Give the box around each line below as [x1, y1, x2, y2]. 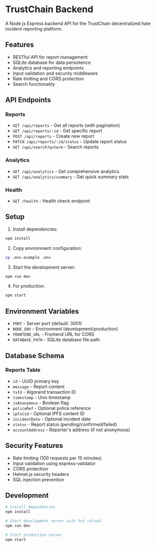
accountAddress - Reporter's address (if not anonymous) [12, 427, 131, 433]
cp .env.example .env [5, 255, 51, 260]
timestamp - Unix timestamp [12, 394, 71, 400]
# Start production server [5, 532, 63, 537]
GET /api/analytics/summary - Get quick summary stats [12, 174, 129, 180]
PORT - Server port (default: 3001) [12, 320, 82, 327]
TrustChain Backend [5, 4, 93, 15]
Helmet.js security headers [12, 471, 70, 477]
